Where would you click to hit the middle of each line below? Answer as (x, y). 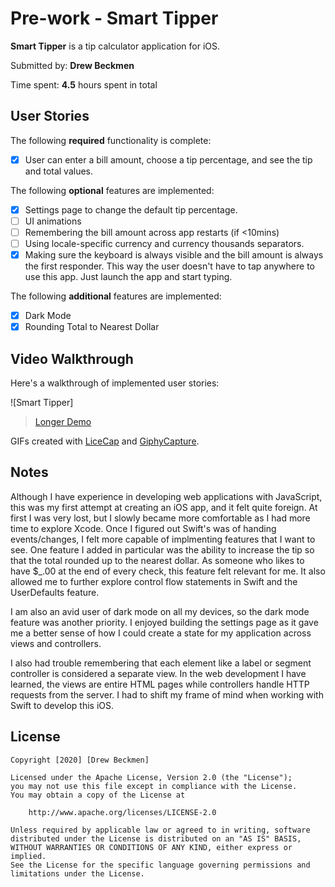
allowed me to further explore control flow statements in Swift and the (154, 581)
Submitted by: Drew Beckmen (72, 65)
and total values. (59, 171)
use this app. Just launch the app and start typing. (128, 277)
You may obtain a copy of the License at (98, 795)
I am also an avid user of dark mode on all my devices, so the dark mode (160, 611)
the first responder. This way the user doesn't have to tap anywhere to (169, 266)
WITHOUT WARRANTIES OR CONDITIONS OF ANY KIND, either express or (151, 847)
